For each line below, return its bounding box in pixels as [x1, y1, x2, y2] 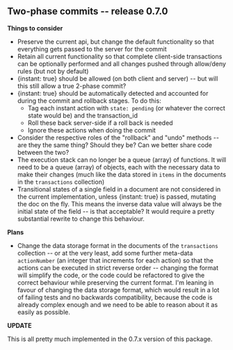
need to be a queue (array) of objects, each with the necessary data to [17, 162, 220, 171]
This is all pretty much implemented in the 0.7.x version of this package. [7, 335, 213, 343]
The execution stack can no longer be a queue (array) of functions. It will [17, 156, 227, 164]
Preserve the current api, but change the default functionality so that [17, 37, 214, 46]
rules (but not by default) [17, 67, 89, 75]
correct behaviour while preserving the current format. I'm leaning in [17, 278, 214, 287]
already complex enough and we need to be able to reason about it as [17, 300, 218, 308]
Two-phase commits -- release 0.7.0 [7, 6, 168, 17]
